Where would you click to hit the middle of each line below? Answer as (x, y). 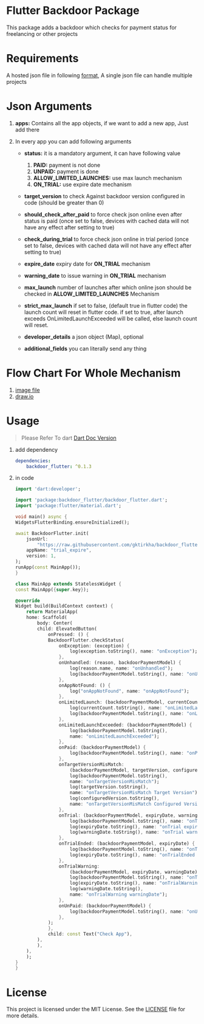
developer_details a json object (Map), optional (84, 337)
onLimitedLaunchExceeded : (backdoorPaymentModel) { (125, 725)
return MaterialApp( (52, 612)
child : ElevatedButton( (67, 629)
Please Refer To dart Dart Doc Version (69, 438)
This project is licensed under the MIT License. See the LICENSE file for (96, 1009)
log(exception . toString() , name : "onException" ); (134, 651)
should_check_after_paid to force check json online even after (103, 214)
